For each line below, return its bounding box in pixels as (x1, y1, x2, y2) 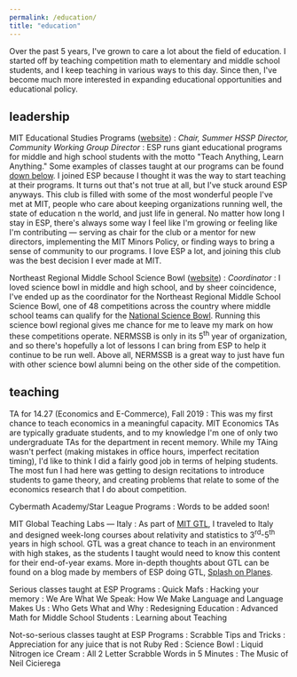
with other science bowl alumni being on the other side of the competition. (9, 359, 281, 370)
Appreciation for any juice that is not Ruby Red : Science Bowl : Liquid (9, 639, 264, 649)
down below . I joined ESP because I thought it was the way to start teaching (9, 171, 286, 181)
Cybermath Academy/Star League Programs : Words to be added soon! (9, 501, 270, 512)
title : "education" (9, 21, 82, 30)
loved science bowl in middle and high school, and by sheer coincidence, (9, 282, 277, 293)
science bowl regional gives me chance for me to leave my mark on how (9, 320, 273, 331)
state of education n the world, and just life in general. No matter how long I (9, 208, 285, 219)
